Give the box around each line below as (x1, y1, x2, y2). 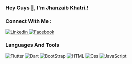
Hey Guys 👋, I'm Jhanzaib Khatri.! (5, 4, 89, 11)
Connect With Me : (5, 17, 52, 24)
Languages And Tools (5, 42, 59, 49)
